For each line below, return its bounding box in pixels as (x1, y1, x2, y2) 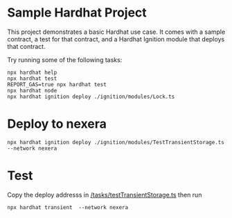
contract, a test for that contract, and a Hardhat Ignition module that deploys (7, 34, 225, 43)
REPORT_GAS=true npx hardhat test (7, 81, 107, 88)
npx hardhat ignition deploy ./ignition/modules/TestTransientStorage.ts (7, 139, 225, 146)
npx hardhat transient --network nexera (7, 204, 129, 211)
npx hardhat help (7, 69, 57, 76)
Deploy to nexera (7, 116, 107, 132)
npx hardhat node (7, 87, 57, 94)
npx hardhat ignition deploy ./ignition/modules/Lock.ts (7, 93, 175, 100)
